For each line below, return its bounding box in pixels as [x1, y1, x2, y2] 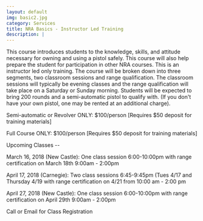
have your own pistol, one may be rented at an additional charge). [6, 100, 171, 107]
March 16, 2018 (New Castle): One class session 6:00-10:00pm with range [6, 153, 192, 161]
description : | [6, 32, 45, 38]
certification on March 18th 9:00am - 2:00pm [6, 160, 120, 167]
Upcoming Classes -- [6, 141, 60, 149]
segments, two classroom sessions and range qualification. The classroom [6, 74, 193, 81]
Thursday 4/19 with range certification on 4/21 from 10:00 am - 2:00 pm [6, 178, 187, 185]
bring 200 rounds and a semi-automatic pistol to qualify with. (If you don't [6, 93, 191, 101]
